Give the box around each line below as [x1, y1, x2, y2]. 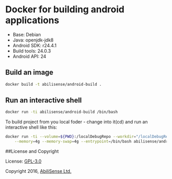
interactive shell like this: [5, 124, 57, 130]
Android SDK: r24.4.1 [12, 42, 57, 48]
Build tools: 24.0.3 [12, 48, 51, 54]
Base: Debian [12, 31, 41, 37]
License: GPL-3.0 [5, 158, 42, 165]
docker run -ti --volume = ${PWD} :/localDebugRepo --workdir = [5, 134, 137, 140]
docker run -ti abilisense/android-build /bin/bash [5, 109, 118, 115]
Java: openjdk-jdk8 [12, 37, 54, 43]
